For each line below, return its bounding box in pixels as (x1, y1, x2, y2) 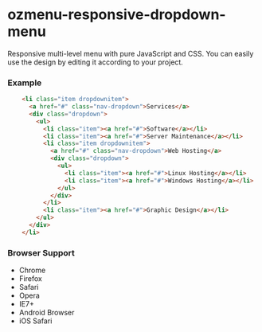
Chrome (18, 265, 46, 275)
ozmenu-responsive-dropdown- (7, 6, 226, 24)
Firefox (18, 274, 43, 283)
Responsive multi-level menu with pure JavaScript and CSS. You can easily (7, 49, 254, 58)
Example (7, 77, 42, 88)
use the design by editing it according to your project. (7, 57, 184, 67)
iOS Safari (18, 316, 53, 326)
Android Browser (18, 308, 75, 318)
